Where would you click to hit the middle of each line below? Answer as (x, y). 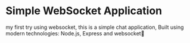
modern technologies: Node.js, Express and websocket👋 (75, 33)
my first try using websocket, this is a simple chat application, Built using (95, 27)
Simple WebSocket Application (84, 11)
